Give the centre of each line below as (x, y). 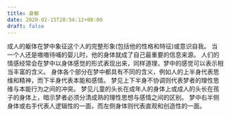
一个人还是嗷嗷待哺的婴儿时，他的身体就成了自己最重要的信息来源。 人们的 (113, 55)
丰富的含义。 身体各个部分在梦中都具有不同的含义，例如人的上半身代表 (113, 72)
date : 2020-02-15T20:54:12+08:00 (55, 20)
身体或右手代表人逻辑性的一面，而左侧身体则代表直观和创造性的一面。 (106, 106)
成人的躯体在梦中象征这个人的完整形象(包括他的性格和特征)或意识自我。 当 (113, 46)
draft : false (26, 26)
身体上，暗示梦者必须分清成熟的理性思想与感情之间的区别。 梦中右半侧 (119, 98)
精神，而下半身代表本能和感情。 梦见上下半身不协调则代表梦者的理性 (116, 81)
